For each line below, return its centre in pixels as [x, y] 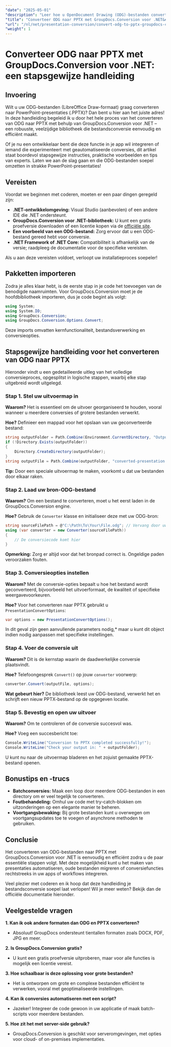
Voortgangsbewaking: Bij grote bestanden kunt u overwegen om [81, 813]
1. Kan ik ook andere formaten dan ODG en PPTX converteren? [73, 923]
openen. [32, 763]
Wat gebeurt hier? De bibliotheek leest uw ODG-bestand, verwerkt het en [83, 694]
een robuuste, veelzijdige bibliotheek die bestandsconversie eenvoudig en [83, 129]
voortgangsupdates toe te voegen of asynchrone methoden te [78, 818]
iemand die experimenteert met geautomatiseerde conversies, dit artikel [81, 150]
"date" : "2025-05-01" [28, 10]
